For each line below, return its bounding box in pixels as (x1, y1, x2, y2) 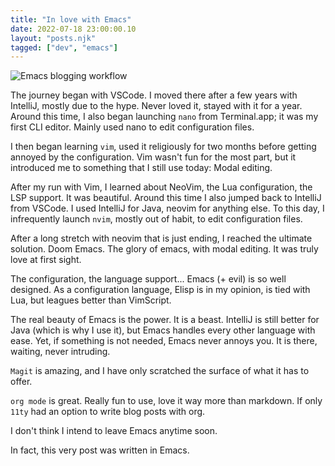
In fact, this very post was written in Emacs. (10, 444, 190, 456)
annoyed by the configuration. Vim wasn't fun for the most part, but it (10, 151, 297, 163)
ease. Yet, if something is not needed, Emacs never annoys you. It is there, (10, 335, 318, 347)
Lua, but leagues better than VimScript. (10, 294, 172, 306)
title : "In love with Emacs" (10, 14, 132, 25)
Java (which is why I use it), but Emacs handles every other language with (10, 324, 316, 336)
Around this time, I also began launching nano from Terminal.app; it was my (10, 111, 319, 123)
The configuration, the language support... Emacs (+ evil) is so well (10, 273, 287, 285)
